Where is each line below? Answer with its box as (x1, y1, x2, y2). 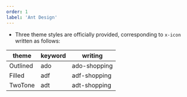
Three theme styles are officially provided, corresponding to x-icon (14, 31, 181, 38)
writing (82, 51, 103, 60)
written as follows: (14, 37, 61, 44)
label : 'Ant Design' (6, 14, 58, 20)
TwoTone (9, 81, 35, 89)
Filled (9, 71, 25, 80)
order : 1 (6, 8, 28, 15)
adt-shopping (71, 81, 111, 89)
